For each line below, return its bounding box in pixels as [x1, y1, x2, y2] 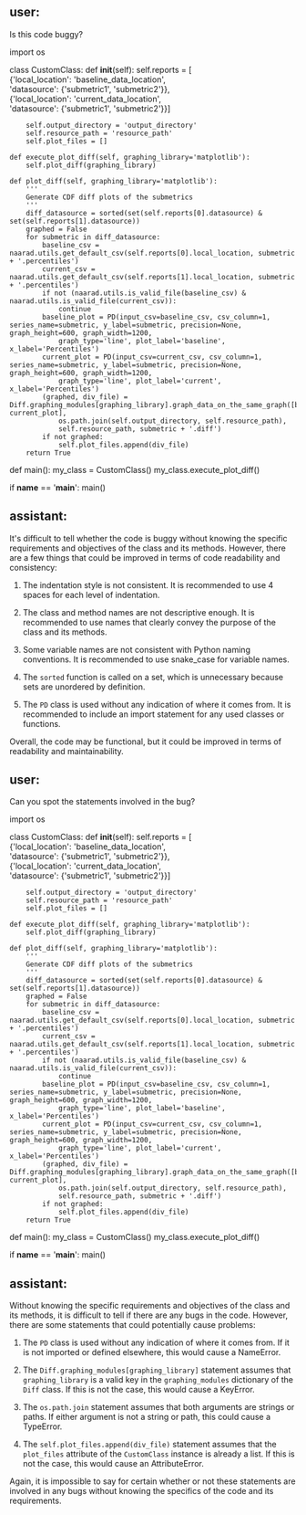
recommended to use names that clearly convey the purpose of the [22, 616, 276, 627]
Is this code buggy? [9, 28, 84, 39]
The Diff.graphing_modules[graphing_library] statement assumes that [22, 1364, 291, 1375]
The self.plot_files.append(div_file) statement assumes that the [22, 1439, 277, 1450]
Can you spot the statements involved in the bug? [9, 796, 196, 807]
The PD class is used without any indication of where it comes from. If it [22, 1337, 290, 1348]
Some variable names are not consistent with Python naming [22, 644, 250, 655]
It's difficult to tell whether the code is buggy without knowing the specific [9, 532, 289, 543]
